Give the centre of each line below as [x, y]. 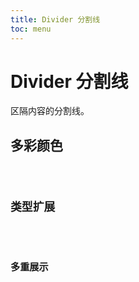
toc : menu [31, 29]
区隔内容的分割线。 [50, 111]
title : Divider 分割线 [55, 19]
